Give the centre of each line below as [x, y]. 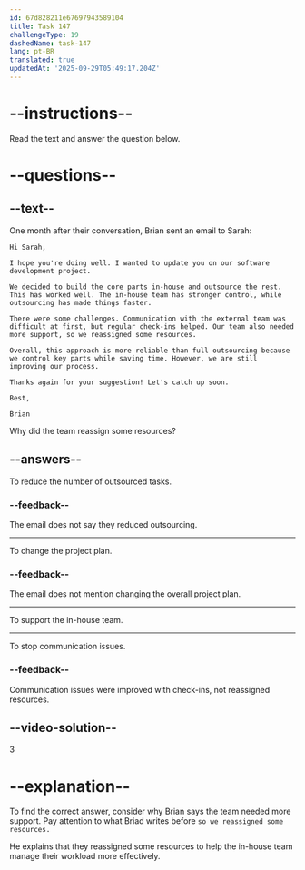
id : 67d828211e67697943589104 [67, 18]
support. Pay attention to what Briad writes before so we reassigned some [147, 821]
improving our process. [54, 366]
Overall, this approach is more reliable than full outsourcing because [150, 351]
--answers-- [45, 460]
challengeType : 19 [44, 35]
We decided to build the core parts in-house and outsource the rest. [146, 287]
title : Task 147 [40, 26]
